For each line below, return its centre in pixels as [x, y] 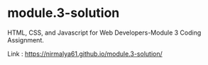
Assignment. [26, 40]
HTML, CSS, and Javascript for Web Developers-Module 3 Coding [104, 32]
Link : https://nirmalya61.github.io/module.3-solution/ [85, 54]
